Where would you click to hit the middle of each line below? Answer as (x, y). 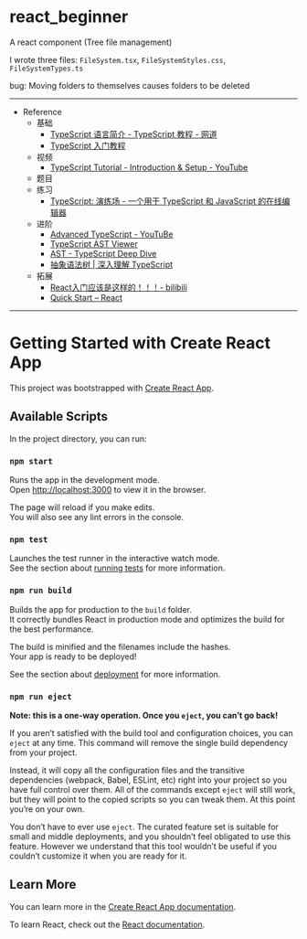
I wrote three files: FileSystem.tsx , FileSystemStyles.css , (118, 59)
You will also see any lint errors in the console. (97, 517)
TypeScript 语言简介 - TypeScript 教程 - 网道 (133, 133)
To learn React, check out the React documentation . (107, 924)
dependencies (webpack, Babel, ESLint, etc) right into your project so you (148, 780)
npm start (31, 461)
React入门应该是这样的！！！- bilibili (118, 287)
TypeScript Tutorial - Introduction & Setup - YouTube (149, 167)
